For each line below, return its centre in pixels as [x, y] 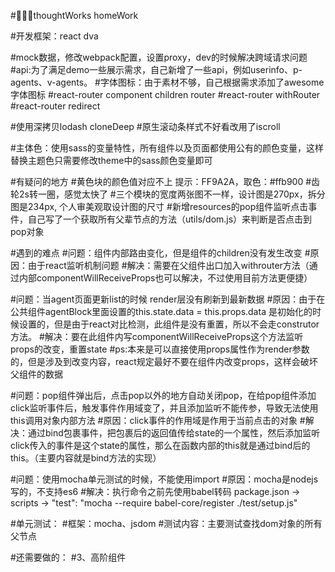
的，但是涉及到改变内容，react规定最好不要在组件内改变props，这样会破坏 [164, 361]
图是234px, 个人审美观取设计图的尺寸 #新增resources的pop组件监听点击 [159, 206]
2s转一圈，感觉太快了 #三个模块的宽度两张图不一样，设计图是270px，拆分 [172, 194]
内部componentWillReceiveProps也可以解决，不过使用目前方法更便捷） [165, 278]
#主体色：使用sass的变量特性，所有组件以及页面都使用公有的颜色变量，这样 [167, 148]
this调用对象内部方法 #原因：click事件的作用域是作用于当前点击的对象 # [158, 420]
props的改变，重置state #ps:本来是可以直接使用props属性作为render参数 [160, 349]
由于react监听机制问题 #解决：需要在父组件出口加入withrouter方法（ [168, 265]
